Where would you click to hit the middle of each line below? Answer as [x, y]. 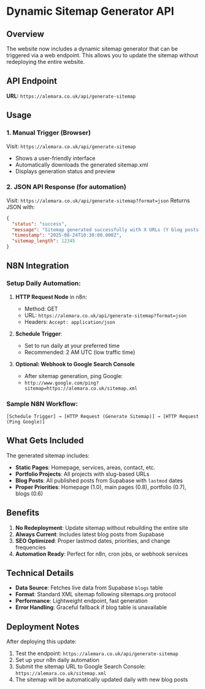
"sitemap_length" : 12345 [44, 241]
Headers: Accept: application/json [70, 321]
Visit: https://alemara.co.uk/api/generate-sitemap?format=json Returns [98, 200]
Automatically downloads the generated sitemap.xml [82, 165]
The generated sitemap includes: [48, 455]
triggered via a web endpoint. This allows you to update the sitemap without [102, 55]
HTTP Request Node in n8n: [51, 297]
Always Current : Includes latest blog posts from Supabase [90, 534]
